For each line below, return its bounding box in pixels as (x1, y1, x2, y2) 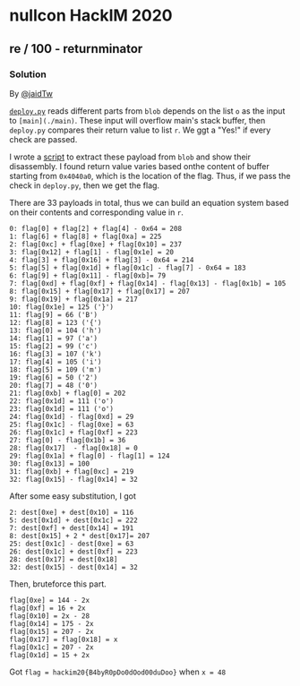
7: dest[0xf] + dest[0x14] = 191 (9, 523, 134, 533)
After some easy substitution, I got (9, 490, 137, 502)
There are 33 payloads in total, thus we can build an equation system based (9, 197, 289, 208)
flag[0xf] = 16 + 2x (9, 604, 87, 613)
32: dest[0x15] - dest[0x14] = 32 (9, 562, 139, 571)
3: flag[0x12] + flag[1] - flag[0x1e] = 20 (9, 247, 175, 256)
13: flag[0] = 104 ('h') (9, 326, 102, 335)
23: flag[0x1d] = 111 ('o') (9, 404, 115, 413)
